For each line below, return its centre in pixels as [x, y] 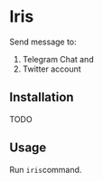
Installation [42, 97]
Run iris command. [46, 169]
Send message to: [43, 42]
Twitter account [51, 69]
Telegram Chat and [58, 59]
